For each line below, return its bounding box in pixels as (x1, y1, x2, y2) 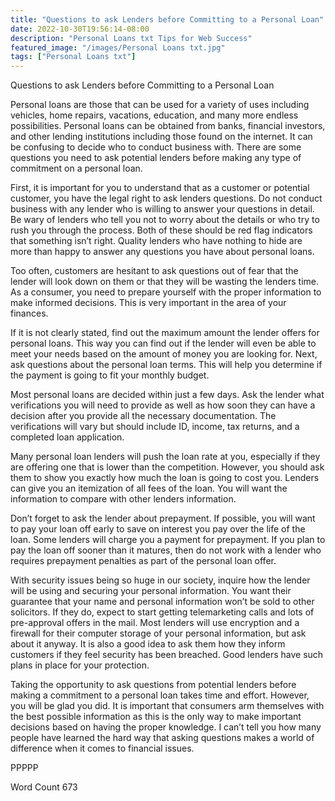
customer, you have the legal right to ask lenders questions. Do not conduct (10, 192, 323, 205)
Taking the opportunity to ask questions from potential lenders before (10, 679, 297, 691)
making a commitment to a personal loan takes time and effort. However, (10, 689, 310, 701)
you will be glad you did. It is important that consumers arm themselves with (10, 700, 325, 712)
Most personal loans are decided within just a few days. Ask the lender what (10, 389, 325, 401)
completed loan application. (10, 431, 125, 443)
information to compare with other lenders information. (10, 493, 237, 505)
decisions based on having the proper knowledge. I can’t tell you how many (10, 721, 322, 733)
